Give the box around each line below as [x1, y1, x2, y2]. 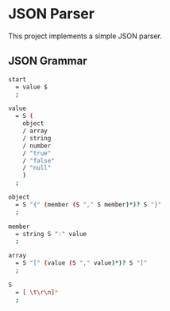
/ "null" [22, 164, 52, 172]
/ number [22, 141, 52, 150]
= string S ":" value [15, 230, 87, 238]
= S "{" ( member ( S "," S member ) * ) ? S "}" [15, 200, 162, 208]
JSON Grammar [8, 54, 87, 68]
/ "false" [22, 156, 56, 164]
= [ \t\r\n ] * [15, 288, 59, 296]
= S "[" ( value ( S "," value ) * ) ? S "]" [15, 259, 148, 267]
